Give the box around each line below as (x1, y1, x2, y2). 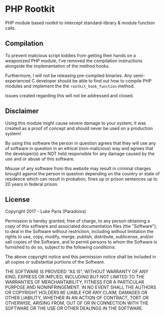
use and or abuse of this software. (5, 156, 75, 161)
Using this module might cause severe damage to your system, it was (5, 120, 146, 126)
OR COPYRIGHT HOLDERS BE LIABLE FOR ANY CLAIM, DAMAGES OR (5, 290, 148, 296)
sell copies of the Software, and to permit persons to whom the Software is (5, 239, 158, 245)
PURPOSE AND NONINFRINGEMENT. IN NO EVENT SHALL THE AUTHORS (5, 284, 157, 290)
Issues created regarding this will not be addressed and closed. (5, 92, 134, 98)
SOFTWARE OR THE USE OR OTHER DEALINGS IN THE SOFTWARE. (5, 305, 143, 312)
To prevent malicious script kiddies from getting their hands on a (5, 52, 136, 58)
